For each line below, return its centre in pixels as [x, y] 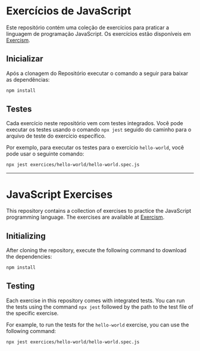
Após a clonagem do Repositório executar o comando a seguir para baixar [97, 73]
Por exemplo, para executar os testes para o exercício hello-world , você [95, 148]
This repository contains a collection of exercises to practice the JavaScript [99, 211]
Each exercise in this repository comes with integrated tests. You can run [96, 300]
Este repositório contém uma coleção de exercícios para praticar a [88, 27]
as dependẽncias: [28, 79]
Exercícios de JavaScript [69, 11]
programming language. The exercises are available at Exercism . [85, 217]
